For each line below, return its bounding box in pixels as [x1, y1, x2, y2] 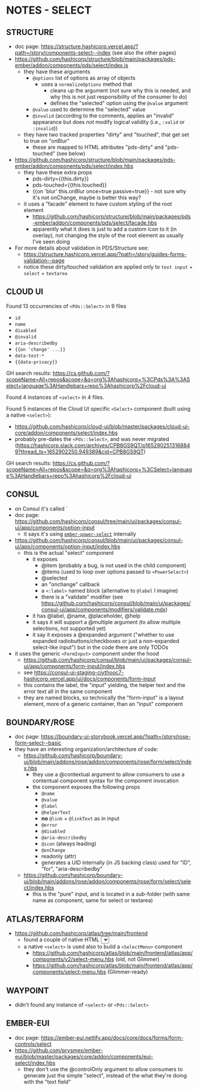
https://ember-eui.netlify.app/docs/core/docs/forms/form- [41, 1034, 184, 1041]
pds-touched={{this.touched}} [32, 181, 107, 188]
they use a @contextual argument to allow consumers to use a [32, 771, 185, 778]
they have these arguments [23, 68, 91, 75]
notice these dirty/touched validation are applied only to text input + [23, 263, 193, 270]
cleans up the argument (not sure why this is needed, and [50, 87, 191, 94]
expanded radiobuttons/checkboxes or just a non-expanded [32, 637, 179, 644]
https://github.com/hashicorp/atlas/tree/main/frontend [14, 930, 148, 937]
